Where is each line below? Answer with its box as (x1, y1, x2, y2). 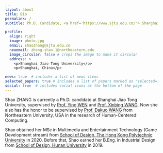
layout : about (5, 7, 34, 12)
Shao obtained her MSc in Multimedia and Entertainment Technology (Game (5, 127, 157, 133)
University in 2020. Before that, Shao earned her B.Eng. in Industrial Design (5, 137, 156, 143)
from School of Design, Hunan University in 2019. (5, 142, 104, 148)
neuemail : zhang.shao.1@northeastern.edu (9, 47, 95, 52)
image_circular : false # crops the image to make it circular (9, 52, 138, 57)
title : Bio (5, 12, 27, 17)
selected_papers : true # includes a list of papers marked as (5, 79, 133, 84)
